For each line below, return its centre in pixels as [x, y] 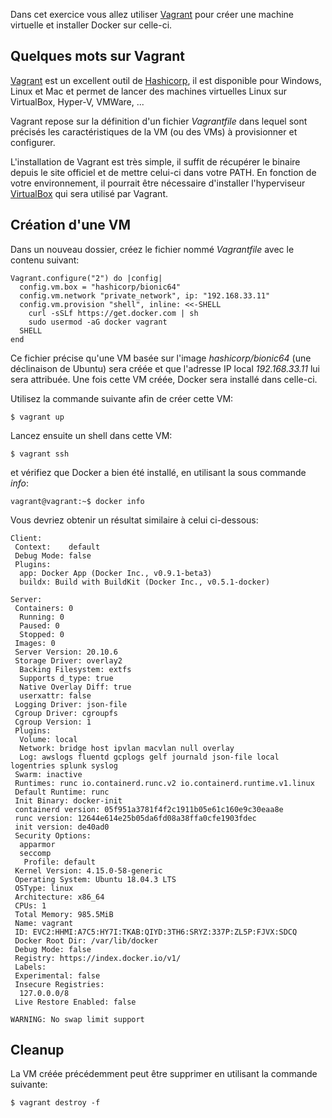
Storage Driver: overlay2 [68, 660]
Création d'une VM [71, 225]
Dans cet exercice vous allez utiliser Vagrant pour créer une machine [152, 14]
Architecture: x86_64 [59, 897]
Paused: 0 [39, 625]
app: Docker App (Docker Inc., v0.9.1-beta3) [116, 573]
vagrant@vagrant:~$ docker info [77, 501]
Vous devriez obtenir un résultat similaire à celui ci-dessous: [134, 520]
